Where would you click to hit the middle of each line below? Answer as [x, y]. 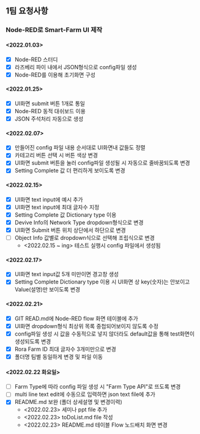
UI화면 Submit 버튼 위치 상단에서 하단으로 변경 [70, 230]
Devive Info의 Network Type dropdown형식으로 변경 [79, 222]
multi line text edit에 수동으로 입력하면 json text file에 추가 [85, 394]
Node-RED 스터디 [36, 59]
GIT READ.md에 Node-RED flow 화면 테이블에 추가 [76, 318]
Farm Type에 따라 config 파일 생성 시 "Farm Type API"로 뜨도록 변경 [98, 387]
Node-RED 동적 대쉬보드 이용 [50, 111]
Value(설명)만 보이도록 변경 [47, 290]
